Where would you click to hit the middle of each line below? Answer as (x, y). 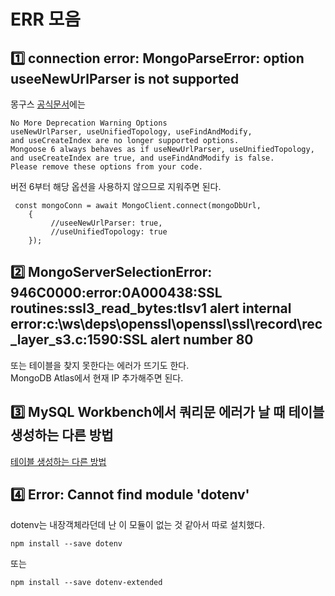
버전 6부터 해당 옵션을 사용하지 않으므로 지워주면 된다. (116, 186)
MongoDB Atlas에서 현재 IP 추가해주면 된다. (97, 377)
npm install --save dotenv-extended (86, 583)
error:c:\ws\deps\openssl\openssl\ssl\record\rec (166, 324)
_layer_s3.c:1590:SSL (79, 340)
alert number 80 (202, 340)
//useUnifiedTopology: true (109, 232)
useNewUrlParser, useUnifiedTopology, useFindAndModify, (131, 132)
